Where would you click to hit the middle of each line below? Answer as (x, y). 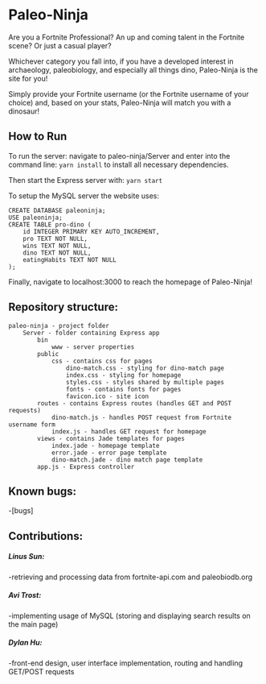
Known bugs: (43, 491)
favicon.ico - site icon (107, 396)
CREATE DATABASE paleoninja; (57, 210)
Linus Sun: (27, 557)
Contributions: (45, 536)
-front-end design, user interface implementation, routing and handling (126, 663)
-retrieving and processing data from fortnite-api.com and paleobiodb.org (131, 577)
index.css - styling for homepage (123, 375)
